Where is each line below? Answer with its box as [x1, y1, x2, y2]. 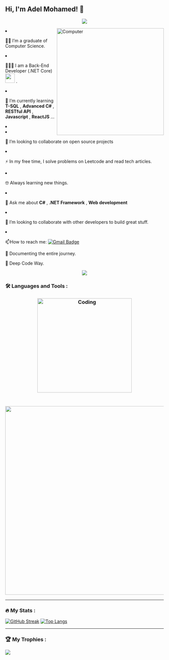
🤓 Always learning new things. [5, 180, 68, 186]
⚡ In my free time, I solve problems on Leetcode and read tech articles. [5, 158, 152, 164]
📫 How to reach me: [5, 238, 47, 244]
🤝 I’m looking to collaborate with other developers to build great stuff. [5, 219, 149, 225]
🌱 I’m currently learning [5, 98, 54, 104]
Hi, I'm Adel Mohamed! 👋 [5, 5, 84, 14]
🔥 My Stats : [5, 607, 36, 614]
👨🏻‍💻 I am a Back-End [5, 62, 49, 68]
